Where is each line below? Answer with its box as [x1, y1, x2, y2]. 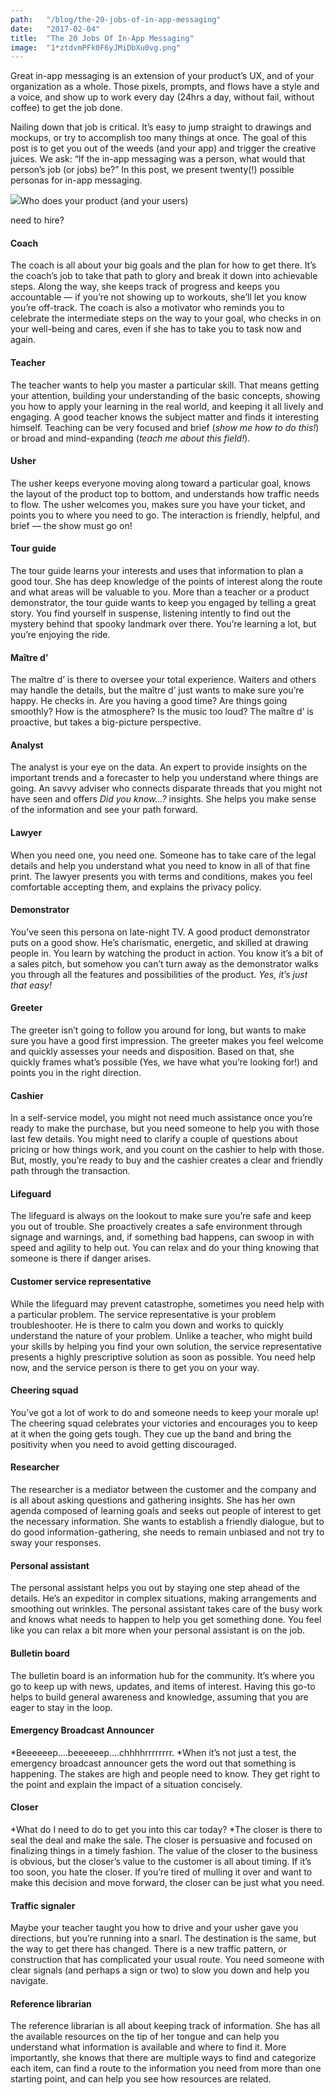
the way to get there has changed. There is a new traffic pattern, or [10, 1943, 287, 1955]
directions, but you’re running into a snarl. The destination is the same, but [10, 1932, 317, 1945]
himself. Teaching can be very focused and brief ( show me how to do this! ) [10, 421, 320, 433]
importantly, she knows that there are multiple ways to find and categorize [10, 2052, 317, 2064]
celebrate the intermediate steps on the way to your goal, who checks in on [10, 312, 322, 325]
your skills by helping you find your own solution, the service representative [10, 1340, 323, 1352]
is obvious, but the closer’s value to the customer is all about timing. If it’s [10, 1855, 312, 1867]
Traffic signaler [10, 1899, 76, 1911]
